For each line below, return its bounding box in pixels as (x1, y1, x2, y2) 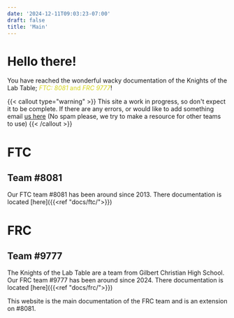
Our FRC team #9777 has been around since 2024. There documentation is (7, 276, 224, 284)
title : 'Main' (7, 23, 49, 30)
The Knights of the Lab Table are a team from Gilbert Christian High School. (7, 268, 225, 277)
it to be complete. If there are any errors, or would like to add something (7, 105, 214, 113)
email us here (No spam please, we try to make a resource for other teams (7, 113, 221, 121)
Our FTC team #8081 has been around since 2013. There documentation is (7, 190, 222, 199)
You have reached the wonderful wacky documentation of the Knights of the (7, 76, 228, 85)
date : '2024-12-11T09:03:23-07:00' (7, 10, 111, 17)
